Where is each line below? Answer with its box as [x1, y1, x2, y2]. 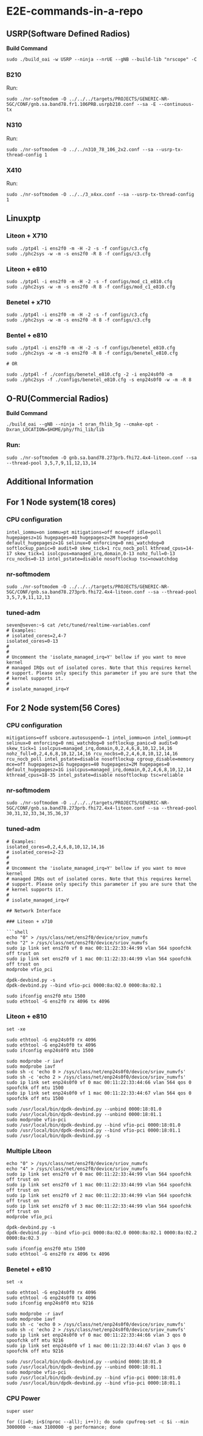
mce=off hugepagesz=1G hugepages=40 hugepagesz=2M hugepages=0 [6, 761, 170, 768]
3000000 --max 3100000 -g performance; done [6, 1424, 121, 1430]
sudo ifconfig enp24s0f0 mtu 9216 [6, 1300, 94, 1306]
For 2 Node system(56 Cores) [6, 702, 120, 713]
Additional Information [6, 476, 94, 486]
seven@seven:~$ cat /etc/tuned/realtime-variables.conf [6, 622, 151, 628]
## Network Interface [6, 908, 61, 914]
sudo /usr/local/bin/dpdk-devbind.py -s [6, 1132, 111, 1139]
